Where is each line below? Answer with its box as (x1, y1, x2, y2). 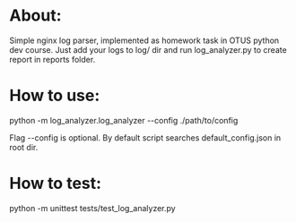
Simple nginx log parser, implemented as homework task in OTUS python (9, 35, 280, 46)
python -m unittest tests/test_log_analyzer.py (9, 202, 177, 213)
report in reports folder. (9, 54, 96, 64)
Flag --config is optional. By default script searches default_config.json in (9, 132, 282, 143)
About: (9, 5, 62, 26)
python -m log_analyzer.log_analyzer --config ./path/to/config (9, 115, 239, 125)
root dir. (9, 141, 39, 152)
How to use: (9, 86, 100, 106)
